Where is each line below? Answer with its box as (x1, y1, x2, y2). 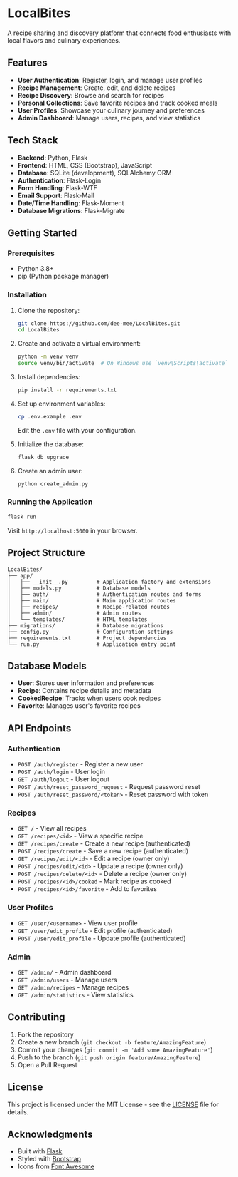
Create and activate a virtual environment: (17, 339, 141, 348)
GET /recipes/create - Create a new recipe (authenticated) (17, 839, 190, 848)
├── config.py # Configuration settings (7, 628, 173, 635)
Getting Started (7, 227, 77, 239)
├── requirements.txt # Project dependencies (7, 634, 167, 642)
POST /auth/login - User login (17, 768, 105, 776)
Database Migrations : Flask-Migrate (17, 206, 126, 215)
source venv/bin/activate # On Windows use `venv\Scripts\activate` (17, 360, 229, 367)
